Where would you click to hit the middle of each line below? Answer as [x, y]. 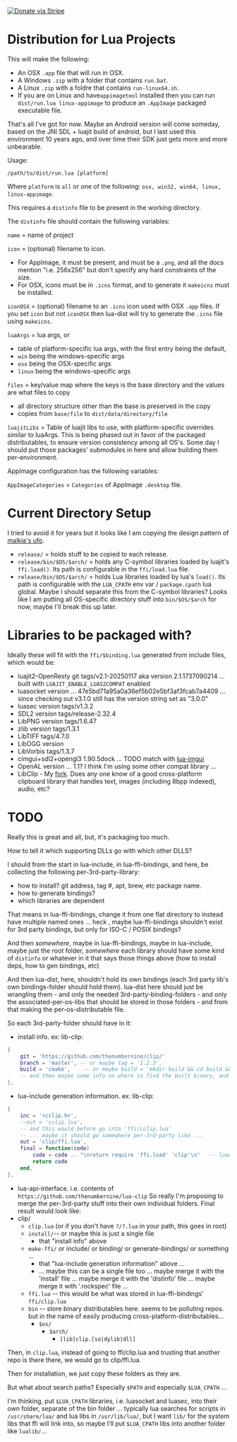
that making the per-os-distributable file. [66, 1009]
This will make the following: [48, 59]
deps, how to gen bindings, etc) [54, 965]
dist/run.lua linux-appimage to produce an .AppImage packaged [112, 103]
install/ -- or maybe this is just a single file [91, 1233]
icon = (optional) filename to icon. [56, 248]
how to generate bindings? [56, 893]
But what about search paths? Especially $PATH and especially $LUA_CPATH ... [117, 1387]
